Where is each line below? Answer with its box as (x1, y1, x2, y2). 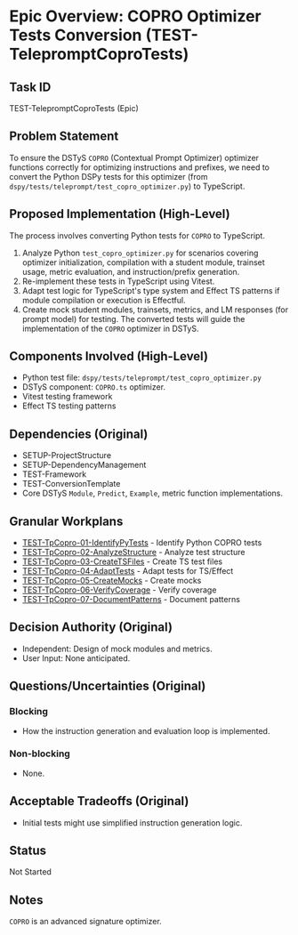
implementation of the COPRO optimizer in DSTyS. (21, 323, 199, 334)
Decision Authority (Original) (9, 620, 173, 635)
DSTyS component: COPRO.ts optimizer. (21, 382, 166, 392)
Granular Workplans (9, 513, 124, 528)
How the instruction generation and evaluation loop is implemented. (21, 725, 270, 736)
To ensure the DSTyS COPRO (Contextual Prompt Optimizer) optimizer (9, 152, 260, 163)
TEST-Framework (21, 469, 87, 480)
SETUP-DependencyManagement (21, 460, 147, 471)
